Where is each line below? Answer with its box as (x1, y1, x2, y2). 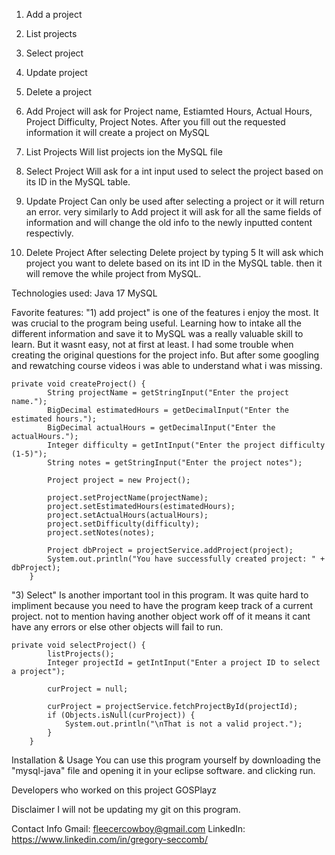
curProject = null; (47, 684, 129, 694)
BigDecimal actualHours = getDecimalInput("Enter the (47, 423, 276, 433)
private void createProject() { (11, 379, 146, 389)
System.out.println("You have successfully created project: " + (47, 554, 326, 564)
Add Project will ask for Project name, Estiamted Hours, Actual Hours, (25, 105, 313, 117)
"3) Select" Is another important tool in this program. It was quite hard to (11, 589, 309, 601)
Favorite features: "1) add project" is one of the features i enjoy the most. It (11, 307, 319, 318)
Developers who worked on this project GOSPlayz (11, 784, 218, 796)
